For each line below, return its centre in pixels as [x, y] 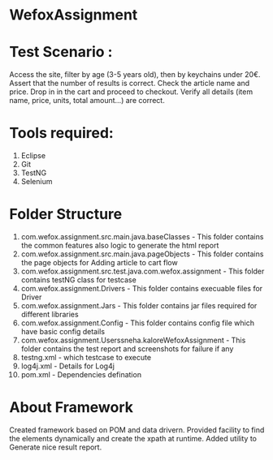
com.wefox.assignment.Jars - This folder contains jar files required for [139, 305]
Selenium [37, 182]
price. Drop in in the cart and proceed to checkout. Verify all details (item [131, 92]
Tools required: [62, 133]
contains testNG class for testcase [78, 280]
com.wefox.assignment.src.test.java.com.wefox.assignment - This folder [143, 271]
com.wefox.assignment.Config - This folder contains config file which [138, 323]
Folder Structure [66, 215]
